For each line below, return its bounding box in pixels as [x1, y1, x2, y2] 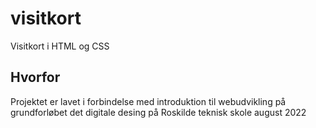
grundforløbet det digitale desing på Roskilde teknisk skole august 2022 [10, 106, 307, 118]
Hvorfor [10, 69, 61, 86]
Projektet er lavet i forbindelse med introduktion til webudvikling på [10, 95, 287, 107]
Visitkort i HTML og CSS [10, 40, 110, 52]
